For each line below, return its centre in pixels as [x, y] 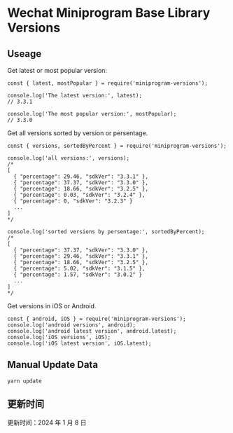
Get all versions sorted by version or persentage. [78, 133]
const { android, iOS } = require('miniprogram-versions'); [97, 319]
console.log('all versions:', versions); [69, 158]
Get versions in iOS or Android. [52, 306]
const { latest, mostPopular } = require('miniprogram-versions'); [108, 83]
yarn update [24, 381]
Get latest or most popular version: [57, 70]
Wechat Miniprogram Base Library [109, 13]
